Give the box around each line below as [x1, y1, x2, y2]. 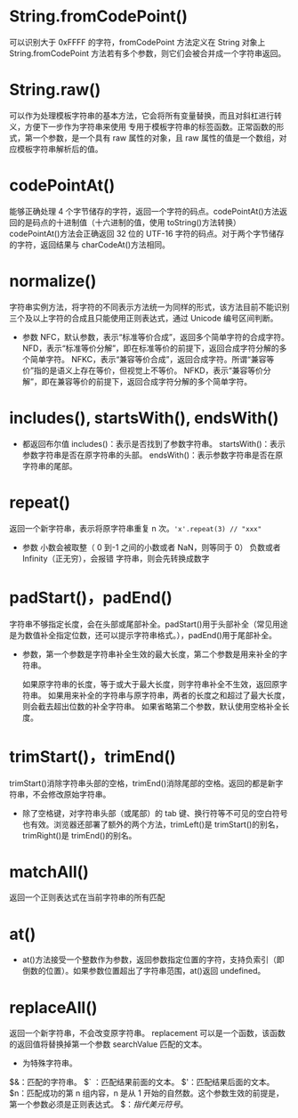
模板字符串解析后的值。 [16, 143, 103, 154]
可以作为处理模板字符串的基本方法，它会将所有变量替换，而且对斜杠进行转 [9, 109, 282, 121]
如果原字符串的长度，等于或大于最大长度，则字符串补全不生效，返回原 [21, 678, 280, 689]
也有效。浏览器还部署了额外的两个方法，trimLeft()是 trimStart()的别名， [21, 819, 284, 830]
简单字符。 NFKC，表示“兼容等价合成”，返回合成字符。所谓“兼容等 [29, 353, 275, 364]
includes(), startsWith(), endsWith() [9, 408, 279, 428]
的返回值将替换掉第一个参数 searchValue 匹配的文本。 [9, 1039, 207, 1049]
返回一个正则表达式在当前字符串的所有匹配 [9, 892, 165, 903]
